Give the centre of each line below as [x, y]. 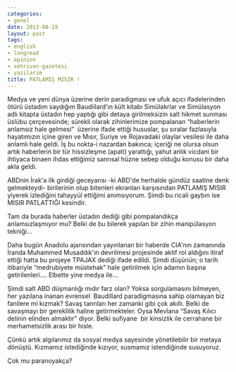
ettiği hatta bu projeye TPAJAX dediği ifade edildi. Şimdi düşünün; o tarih [113, 260]
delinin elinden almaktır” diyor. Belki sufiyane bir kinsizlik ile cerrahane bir [115, 318]
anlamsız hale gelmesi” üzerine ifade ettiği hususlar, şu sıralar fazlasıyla [112, 129]
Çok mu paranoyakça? [40, 361]
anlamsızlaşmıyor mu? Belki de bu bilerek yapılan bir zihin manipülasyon [112, 224]
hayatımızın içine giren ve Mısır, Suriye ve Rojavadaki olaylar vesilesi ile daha [118, 137]
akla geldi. [22, 167]
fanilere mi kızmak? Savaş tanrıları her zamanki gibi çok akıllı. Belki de [108, 304]
